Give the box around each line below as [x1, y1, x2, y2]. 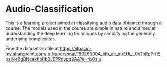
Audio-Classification [5, 3, 94, 15]
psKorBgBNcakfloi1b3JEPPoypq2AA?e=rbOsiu [5, 56, 102, 62]
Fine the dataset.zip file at [5, 45, 59, 51]
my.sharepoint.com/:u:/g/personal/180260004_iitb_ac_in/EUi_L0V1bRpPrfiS [5, 51, 161, 57]
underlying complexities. [5, 36, 56, 42]
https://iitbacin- [60, 45, 92, 51]
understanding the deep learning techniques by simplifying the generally [5, 30, 155, 36]
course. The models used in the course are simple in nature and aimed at [5, 25, 156, 31]
